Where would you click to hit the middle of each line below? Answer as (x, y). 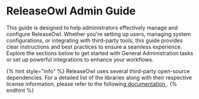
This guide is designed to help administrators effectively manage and (92, 28)
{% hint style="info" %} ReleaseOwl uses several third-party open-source (98, 71)
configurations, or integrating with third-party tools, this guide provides (94, 40)
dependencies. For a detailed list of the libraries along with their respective (99, 77)
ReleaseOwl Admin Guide (71, 11)
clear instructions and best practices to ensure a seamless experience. (94, 47)
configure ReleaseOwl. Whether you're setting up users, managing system (99, 34)
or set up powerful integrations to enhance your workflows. (80, 59)
